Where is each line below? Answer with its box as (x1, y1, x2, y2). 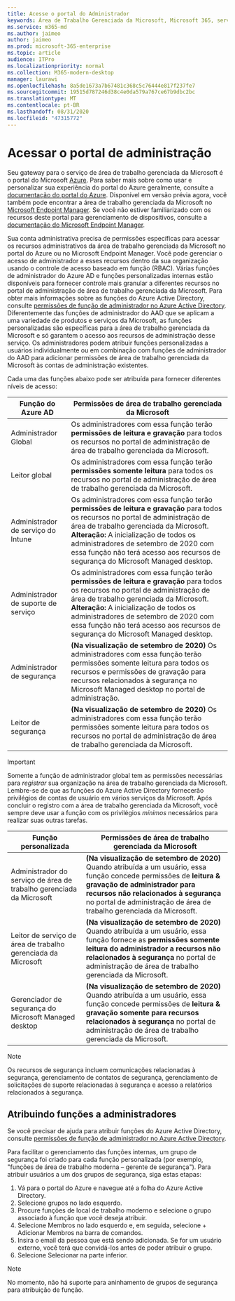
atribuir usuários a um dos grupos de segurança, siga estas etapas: (7, 1170, 201, 1179)
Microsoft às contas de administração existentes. (7, 361, 149, 369)
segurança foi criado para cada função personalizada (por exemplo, (7, 1156, 204, 1164)
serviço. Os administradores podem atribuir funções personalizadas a (7, 338, 208, 347)
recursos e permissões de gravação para (71, 666, 206, 676)
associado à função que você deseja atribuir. (17, 1214, 148, 1222)
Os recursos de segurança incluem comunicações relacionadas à (7, 1065, 196, 1074)
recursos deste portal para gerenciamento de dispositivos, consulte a (7, 213, 208, 221)
